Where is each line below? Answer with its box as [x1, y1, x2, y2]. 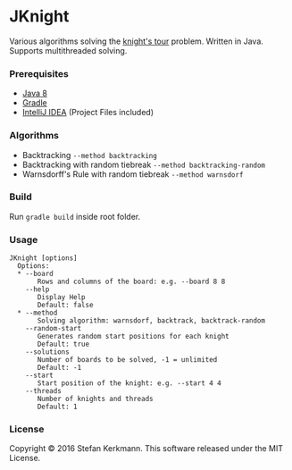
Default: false [37, 301, 94, 310]
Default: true [37, 340, 90, 349]
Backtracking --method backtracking [21, 149, 158, 160]
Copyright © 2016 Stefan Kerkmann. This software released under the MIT [9, 443, 284, 454]
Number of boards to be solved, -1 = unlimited [37, 356, 218, 365]
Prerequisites [9, 67, 69, 80]
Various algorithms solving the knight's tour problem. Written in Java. [9, 36, 263, 46]
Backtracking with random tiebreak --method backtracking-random [21, 159, 266, 170]
